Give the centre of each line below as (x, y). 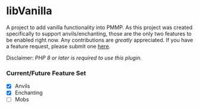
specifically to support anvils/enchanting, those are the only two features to (99, 33)
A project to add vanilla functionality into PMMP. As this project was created (99, 27)
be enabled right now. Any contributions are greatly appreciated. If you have (100, 40)
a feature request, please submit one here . (58, 46)
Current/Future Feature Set (46, 73)
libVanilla (29, 11)
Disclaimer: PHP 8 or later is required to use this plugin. (74, 58)
